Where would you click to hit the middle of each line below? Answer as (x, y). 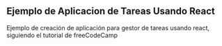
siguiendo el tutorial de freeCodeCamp (62, 35)
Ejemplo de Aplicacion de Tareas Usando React (111, 11)
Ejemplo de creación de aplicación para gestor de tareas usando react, (108, 27)
